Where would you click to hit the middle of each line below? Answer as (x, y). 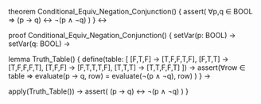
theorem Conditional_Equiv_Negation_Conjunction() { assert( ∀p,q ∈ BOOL (130, 12)
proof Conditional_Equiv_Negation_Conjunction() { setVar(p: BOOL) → (122, 35)
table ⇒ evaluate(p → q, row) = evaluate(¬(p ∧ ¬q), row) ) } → (109, 76)
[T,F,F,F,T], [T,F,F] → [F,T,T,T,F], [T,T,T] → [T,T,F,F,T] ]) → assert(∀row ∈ (127, 67)
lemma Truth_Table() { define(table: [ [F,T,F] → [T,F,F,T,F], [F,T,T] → (119, 59)
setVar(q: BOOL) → (39, 44)
